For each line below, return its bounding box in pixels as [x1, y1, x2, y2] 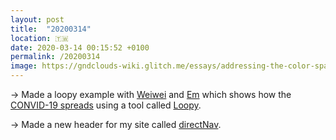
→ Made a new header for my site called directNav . [10, 119, 222, 130]
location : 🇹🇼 [10, 33, 69, 43]
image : [10, 61, 38, 71]
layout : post [10, 14, 65, 25]
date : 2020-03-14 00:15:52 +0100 [10, 42, 150, 53]
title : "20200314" [10, 24, 92, 34]
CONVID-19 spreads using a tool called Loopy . [10, 99, 202, 111]
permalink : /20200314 [10, 52, 101, 62]
